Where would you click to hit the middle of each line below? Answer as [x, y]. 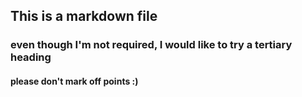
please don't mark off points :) [74, 81]
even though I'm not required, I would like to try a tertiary [151, 45]
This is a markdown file [84, 16]
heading [31, 57]
